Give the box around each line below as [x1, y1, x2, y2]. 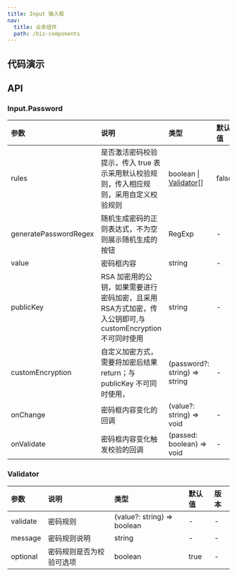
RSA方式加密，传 [101, 304, 157, 314]
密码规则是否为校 [48, 547, 105, 557]
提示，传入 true [101, 158, 152, 168]
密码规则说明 [48, 533, 91, 543]
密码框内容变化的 [101, 405, 158, 415]
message [11, 533, 42, 542]
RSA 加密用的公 [101, 272, 153, 282]
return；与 [101, 368, 135, 378]
